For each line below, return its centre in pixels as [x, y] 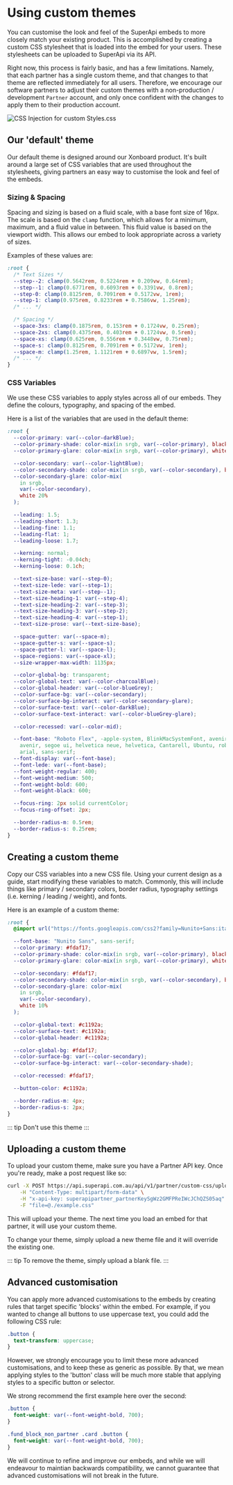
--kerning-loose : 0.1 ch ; [49, 566]
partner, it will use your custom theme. [62, 1226]
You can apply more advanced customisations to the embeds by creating [112, 1299]
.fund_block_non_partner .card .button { [68, 1434]
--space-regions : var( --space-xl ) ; [65, 656]
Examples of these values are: [50, 256]
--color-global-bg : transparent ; [62, 675]
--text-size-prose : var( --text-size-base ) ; [77, 624]
